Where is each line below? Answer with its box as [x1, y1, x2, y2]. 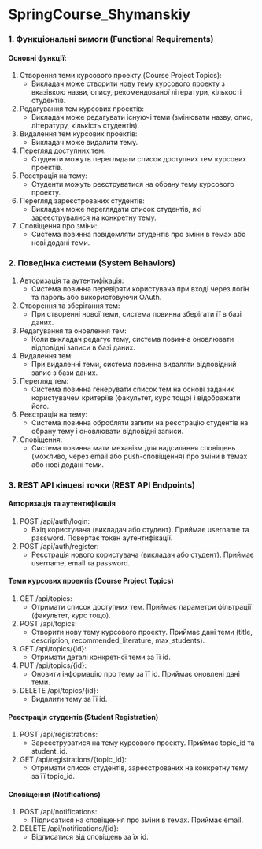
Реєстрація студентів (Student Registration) [8, 712, 159, 721]
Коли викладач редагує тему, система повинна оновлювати [31, 334, 234, 343]
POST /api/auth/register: [19, 541, 99, 551]
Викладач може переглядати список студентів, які [31, 205, 202, 214]
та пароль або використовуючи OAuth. [31, 292, 162, 302]
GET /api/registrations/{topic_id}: [19, 754, 127, 765]
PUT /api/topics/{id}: [19, 660, 87, 670]
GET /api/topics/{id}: [19, 643, 87, 653]
